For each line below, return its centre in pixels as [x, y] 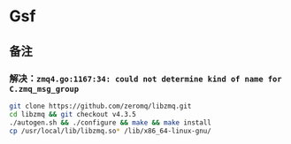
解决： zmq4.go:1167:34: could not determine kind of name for [145, 79]
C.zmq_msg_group [44, 89]
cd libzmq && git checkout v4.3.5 [73, 114]
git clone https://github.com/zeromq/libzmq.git [100, 106]
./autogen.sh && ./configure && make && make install [111, 122]
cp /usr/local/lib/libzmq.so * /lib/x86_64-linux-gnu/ [111, 131]
